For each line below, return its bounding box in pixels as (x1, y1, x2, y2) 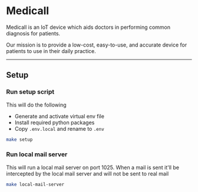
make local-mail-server (6, 181, 65, 187)
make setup (6, 137, 33, 143)
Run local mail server (6, 150, 68, 158)
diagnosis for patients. (6, 29, 61, 37)
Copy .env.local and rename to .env (14, 125, 104, 132)
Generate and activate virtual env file (14, 112, 105, 120)
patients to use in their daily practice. (6, 47, 96, 54)
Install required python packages (14, 119, 95, 126)
